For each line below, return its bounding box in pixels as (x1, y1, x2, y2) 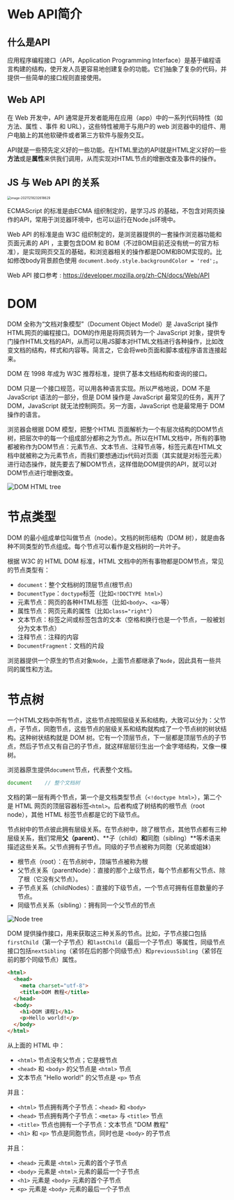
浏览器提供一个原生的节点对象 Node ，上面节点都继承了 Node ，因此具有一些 (7, 656, 216, 664)
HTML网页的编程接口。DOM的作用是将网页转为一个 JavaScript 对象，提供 (7, 328, 220, 336)
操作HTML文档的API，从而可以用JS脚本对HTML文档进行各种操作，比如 (13, 337, 218, 345)
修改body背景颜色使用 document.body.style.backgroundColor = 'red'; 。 (13, 256, 222, 265)
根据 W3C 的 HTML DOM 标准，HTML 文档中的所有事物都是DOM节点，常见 (7, 556, 224, 565)
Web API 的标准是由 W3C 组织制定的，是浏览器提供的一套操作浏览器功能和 (7, 230, 222, 238)
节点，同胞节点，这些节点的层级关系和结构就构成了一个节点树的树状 (25, 725, 221, 733)
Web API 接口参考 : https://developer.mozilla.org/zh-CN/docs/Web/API (7, 271, 210, 279)
